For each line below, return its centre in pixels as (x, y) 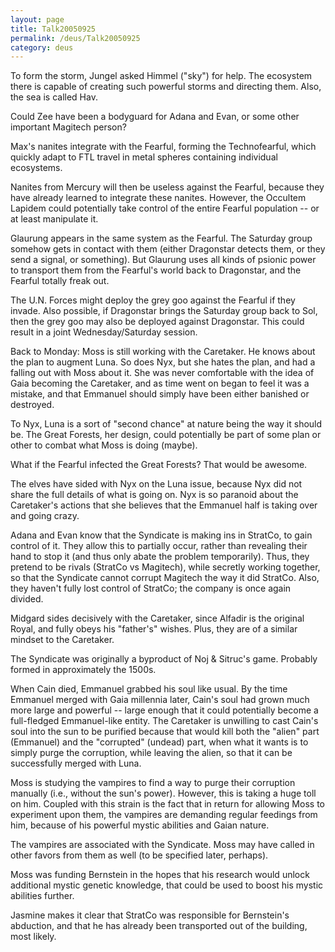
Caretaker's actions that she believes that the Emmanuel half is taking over (164, 505)
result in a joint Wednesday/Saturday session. (104, 332)
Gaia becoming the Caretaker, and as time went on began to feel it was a (160, 383)
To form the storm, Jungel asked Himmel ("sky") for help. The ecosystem (161, 76)
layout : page (37, 19)
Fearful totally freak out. (60, 281)
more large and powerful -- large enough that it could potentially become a (164, 710)
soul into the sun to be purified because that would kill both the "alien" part (165, 732)
